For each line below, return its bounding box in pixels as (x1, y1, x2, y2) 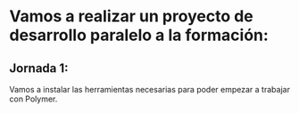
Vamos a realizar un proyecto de (9, 6, 254, 27)
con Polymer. (9, 93, 58, 104)
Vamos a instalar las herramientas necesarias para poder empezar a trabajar (9, 85, 290, 94)
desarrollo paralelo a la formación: (9, 25, 270, 45)
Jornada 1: (9, 61, 69, 76)
